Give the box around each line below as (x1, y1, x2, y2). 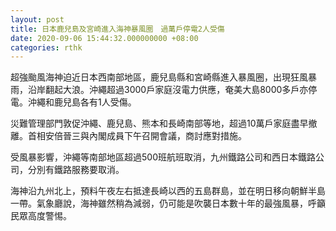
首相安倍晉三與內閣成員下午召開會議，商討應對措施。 (27, 130, 247, 142)
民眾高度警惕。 (10, 210, 72, 222)
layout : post (10, 14, 65, 25)
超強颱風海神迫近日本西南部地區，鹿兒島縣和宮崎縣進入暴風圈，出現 (10, 71, 291, 83)
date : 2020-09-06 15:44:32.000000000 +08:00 (10, 33, 199, 43)
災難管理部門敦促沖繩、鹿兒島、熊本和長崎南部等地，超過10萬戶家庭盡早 (10, 117, 309, 130)
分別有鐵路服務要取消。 (27, 164, 125, 176)
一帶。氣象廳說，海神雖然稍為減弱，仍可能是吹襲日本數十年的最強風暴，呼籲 (10, 197, 326, 210)
